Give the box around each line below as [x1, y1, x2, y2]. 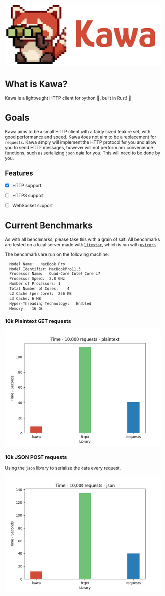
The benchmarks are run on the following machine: [5, 251, 109, 257]
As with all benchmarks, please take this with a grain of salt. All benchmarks [5, 236, 160, 242]
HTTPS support [12, 192, 44, 198]
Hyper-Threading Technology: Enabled [9, 301, 92, 306]
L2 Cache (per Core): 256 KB [9, 291, 72, 296]
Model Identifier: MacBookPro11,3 [9, 266, 81, 271]
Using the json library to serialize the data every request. [5, 465, 121, 471]
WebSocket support [12, 202, 53, 208]
